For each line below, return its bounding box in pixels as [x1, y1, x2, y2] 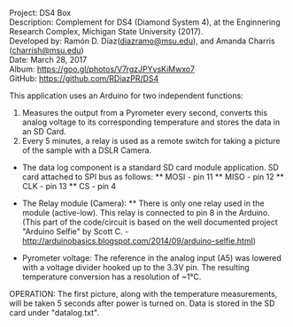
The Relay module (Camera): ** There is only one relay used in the [21, 198, 265, 209]
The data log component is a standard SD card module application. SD [21, 163, 279, 172]
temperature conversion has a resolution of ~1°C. [21, 271, 202, 282]
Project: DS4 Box [9, 8, 72, 18]
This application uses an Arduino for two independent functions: [9, 90, 243, 101]
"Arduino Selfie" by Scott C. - [21, 226, 129, 237]
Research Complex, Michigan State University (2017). [9, 27, 204, 36]
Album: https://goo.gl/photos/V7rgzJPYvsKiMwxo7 [9, 64, 196, 74]
